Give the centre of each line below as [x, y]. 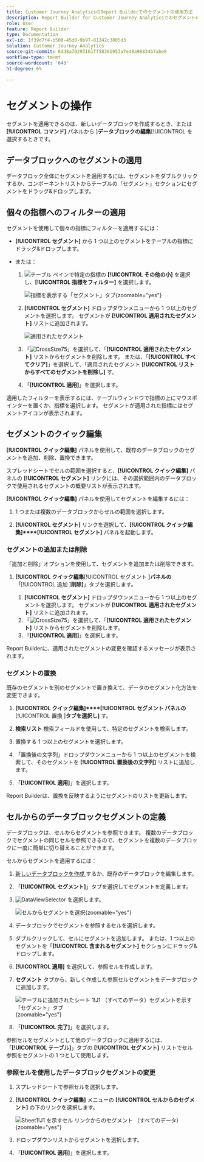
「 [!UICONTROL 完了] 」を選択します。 [63, 1027]
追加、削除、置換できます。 [62, 457]
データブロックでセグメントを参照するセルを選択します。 [87, 926]
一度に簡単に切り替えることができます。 [67, 848]
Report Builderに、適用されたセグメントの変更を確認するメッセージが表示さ [101, 649]
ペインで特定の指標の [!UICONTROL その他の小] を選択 [121, 274]
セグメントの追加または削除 [47, 549]
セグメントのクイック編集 [54, 434]
